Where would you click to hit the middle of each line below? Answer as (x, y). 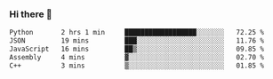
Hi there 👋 (31, 14)
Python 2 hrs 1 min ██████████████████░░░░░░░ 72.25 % (137, 33)
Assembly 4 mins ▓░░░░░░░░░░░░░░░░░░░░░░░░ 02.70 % (137, 57)
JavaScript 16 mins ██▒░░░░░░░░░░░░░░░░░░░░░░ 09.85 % (137, 49)
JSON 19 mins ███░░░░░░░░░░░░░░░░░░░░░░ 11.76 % (137, 41)
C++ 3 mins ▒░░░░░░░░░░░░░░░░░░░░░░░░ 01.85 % (137, 66)
